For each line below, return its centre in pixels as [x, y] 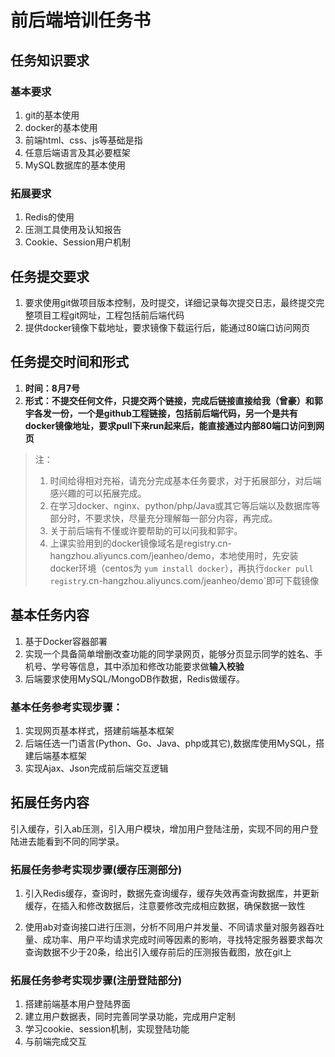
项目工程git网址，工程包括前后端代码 [109, 315]
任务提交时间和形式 [69, 362]
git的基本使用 [52, 115]
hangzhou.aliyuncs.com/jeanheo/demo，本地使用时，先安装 [174, 555]
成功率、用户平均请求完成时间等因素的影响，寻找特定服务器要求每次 [182, 940]
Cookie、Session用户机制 [78, 242]
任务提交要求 [50, 276]
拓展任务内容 [50, 802]
